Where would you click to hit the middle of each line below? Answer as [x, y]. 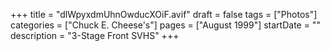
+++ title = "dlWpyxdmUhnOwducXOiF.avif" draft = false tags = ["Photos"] [164, 14]
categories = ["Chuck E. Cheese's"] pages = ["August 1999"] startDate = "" [165, 25]
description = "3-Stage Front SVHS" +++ [95, 35]
